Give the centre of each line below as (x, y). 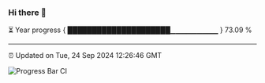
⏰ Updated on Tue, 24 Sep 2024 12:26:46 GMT (85, 56)
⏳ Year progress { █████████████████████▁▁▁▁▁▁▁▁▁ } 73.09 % (130, 30)
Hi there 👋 (28, 13)
